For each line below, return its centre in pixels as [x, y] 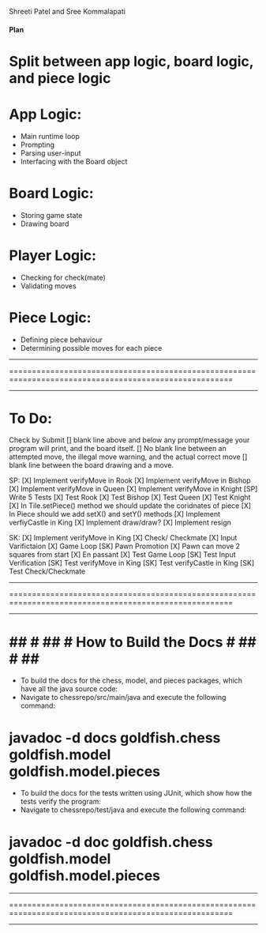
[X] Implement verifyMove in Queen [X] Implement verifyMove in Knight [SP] [133, 489]
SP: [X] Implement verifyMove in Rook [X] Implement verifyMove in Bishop [130, 480]
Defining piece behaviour [62, 340]
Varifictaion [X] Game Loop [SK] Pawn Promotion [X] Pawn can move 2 [124, 546]
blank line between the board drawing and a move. [92, 465]
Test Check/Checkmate [47, 571]
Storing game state [51, 215]
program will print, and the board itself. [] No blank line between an [118, 449]
